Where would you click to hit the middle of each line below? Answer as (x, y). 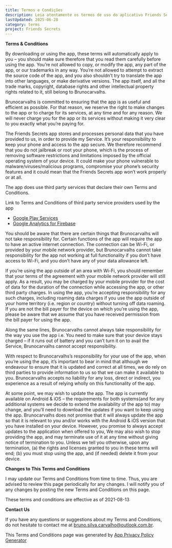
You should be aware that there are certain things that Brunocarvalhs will (82, 234)
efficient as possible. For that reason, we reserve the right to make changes (85, 107)
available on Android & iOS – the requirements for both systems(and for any (85, 399)
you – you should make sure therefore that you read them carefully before (83, 59)
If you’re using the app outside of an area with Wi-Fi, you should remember (84, 271)
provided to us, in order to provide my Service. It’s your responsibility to (81, 139)
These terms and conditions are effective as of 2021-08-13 (67, 500)
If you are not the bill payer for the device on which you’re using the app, (82, 309)
